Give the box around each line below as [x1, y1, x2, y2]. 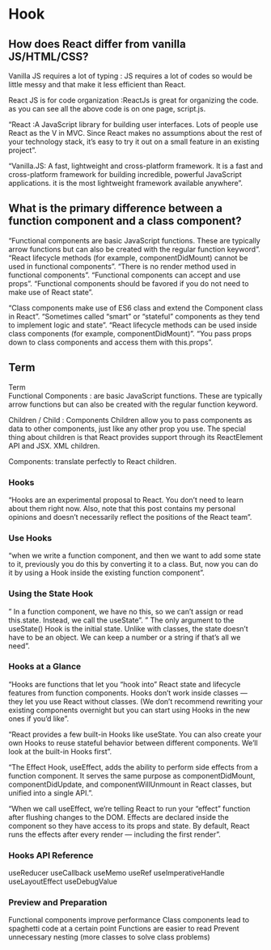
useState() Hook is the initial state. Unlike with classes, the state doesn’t [8, 623, 248, 633]
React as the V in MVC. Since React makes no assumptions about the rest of [8, 129, 263, 137]
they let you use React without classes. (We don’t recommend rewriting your [8, 696, 263, 706]
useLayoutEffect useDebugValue [8, 876, 117, 886]
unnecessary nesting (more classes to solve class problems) [8, 932, 210, 942]
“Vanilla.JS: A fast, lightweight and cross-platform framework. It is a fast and [8, 161, 264, 171]
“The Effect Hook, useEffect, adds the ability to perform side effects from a [8, 762, 259, 772]
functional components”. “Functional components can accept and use [8, 270, 241, 280]
